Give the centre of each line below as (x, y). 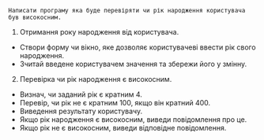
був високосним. (35, 17)
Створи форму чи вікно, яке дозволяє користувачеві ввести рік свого (138, 47)
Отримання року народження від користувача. (99, 32)
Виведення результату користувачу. (81, 111)
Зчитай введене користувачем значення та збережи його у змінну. (133, 64)
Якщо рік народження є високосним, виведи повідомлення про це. (133, 120)
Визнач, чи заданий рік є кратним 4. (81, 94)
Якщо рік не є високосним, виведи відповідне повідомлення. (123, 128)
